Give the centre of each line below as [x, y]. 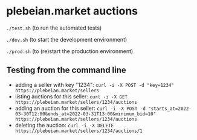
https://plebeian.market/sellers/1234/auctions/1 [79, 131]
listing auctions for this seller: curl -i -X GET [71, 96]
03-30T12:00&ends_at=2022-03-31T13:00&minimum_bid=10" [86, 114]
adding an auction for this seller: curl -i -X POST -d [80, 108]
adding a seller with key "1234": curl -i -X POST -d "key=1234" [94, 84]
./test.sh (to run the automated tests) [54, 28]
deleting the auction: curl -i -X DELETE [64, 125]
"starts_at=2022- [170, 109]
